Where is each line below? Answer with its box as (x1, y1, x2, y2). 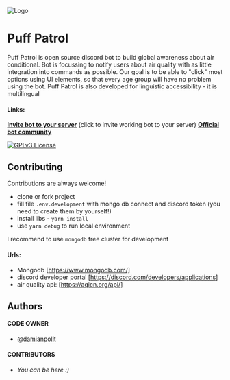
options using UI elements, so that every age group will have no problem (7, 75, 212, 83)
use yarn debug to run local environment (16, 222, 131, 230)
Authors (7, 300, 43, 312)
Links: (7, 105, 25, 113)
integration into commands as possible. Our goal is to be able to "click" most (7, 67, 223, 75)
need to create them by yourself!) (16, 206, 112, 215)
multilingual (7, 89, 40, 97)
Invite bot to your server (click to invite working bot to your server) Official (7, 121, 220, 129)
